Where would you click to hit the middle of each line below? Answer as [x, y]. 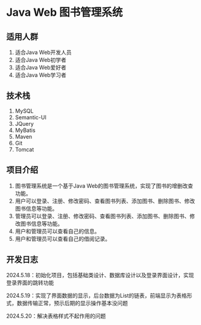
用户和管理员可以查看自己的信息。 [57, 231]
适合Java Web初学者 [40, 60]
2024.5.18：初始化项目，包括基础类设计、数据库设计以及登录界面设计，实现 [100, 275]
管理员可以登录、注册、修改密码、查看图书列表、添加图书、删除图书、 [102, 216]
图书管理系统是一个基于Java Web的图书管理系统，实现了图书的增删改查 [104, 186]
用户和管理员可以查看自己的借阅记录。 [62, 238]
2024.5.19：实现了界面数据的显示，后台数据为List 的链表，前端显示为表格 [97, 296]
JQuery [24, 123]
